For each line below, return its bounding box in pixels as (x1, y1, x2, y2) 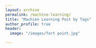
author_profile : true (5, 21, 51, 27)
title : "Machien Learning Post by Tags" (5, 17, 92, 22)
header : (5, 26, 22, 31)
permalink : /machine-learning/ (5, 12, 71, 17)
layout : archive (5, 7, 39, 13)
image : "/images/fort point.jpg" (10, 31, 80, 36)
